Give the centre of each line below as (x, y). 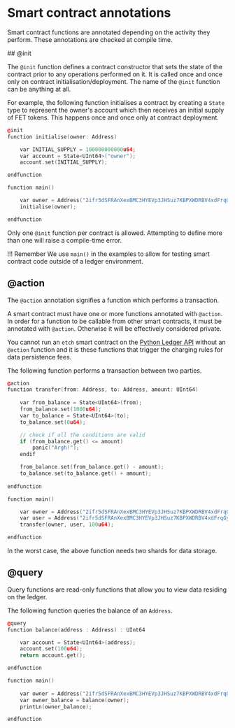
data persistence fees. (40, 357)
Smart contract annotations (89, 13)
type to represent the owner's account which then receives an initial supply (116, 110)
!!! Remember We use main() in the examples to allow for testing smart (108, 254)
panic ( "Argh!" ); (56, 448)
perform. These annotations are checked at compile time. (90, 39)
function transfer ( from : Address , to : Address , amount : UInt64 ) (103, 390)
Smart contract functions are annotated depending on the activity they (109, 32)
